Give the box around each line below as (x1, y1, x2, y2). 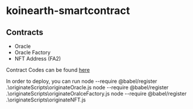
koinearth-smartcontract (6, 4, 130, 17)
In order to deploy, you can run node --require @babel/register (6, 78, 157, 85)
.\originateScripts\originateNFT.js (6, 96, 86, 103)
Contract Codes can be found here (6, 66, 90, 73)
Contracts (6, 27, 44, 37)
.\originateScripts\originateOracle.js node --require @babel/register (6, 84, 169, 91)
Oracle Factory (14, 49, 51, 56)
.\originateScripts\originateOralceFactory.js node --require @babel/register (6, 90, 187, 97)
